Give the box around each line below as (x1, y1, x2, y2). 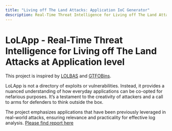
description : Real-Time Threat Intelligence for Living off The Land (5, 12, 157, 17)
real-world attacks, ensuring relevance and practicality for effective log (5, 115, 156, 121)
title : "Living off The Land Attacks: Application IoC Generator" (5, 7, 150, 13)
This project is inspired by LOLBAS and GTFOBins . (5, 73, 112, 79)
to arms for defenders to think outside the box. (5, 99, 104, 105)
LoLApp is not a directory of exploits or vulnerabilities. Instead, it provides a (5, 83, 165, 89)
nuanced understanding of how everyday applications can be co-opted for (5, 88, 163, 95)
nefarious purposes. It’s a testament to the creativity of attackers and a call (5, 94, 163, 100)
